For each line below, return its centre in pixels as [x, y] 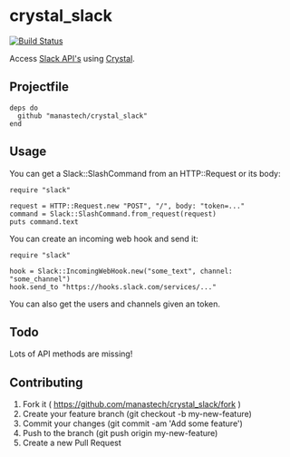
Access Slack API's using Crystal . [72, 58]
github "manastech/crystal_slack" [82, 116]
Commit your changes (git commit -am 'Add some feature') [132, 423]
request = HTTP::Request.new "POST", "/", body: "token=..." [127, 206]
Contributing [46, 382]
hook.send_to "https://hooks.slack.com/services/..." [113, 287]
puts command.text [44, 222]
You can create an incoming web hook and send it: [104, 238]
